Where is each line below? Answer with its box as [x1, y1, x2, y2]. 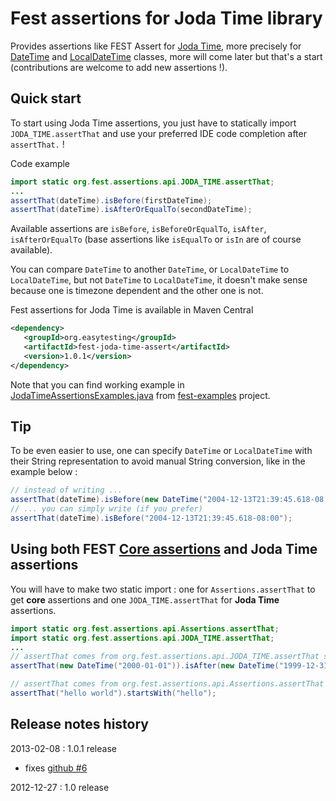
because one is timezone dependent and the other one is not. [10, 285, 264, 297]
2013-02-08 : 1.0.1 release [10, 742, 117, 754]
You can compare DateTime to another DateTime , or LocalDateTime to [10, 263, 290, 276]
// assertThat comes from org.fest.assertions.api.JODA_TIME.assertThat [10, 652, 320, 662]
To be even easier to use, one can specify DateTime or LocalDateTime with [10, 445, 313, 457]
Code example [10, 157, 71, 169]
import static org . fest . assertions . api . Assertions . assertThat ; [10, 623, 280, 634]
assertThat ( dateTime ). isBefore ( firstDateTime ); [10, 195, 213, 206]
